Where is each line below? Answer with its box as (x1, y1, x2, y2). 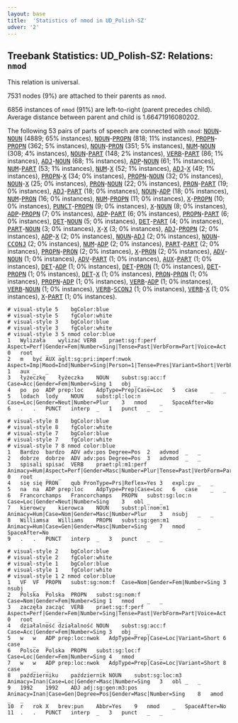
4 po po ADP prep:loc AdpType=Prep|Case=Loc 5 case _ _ (7, 387, 227, 394)
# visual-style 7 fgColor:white (7, 437, 113, 444)
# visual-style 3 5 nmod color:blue (7, 331, 115, 338)
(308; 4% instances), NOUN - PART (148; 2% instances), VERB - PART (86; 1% (7, 150, 224, 158)
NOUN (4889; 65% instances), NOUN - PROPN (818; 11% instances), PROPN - (7, 134, 217, 142)
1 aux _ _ (7, 368, 50, 376)
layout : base (7, 10, 46, 18)
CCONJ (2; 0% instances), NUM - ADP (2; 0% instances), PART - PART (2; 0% (7, 240, 220, 248)
